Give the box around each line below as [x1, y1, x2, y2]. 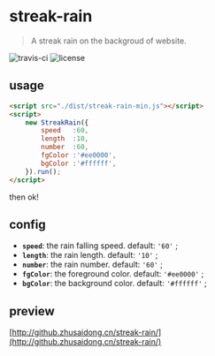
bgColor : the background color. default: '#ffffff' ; [21, 278, 208, 289]
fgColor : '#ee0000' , [41, 151, 117, 160]
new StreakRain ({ [25, 117, 89, 127]
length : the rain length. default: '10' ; [21, 250, 158, 261]
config [9, 216, 46, 231]
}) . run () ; [25, 167, 62, 176]
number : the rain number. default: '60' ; [21, 259, 164, 270]
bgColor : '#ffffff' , [41, 159, 117, 168]
